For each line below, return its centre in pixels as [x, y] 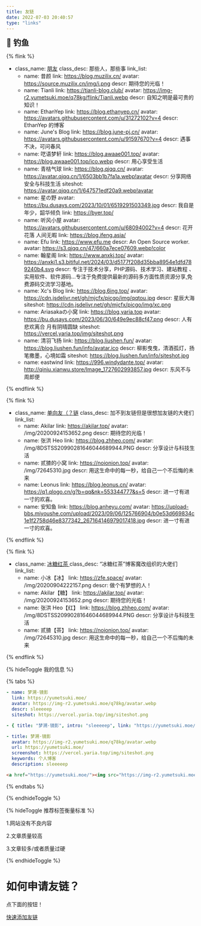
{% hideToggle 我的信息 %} [40, 670]
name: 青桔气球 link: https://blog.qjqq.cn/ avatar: [83, 169]
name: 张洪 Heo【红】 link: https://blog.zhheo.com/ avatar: [96, 608]
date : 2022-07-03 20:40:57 [40, 17]
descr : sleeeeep [32, 709]
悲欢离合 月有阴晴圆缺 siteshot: [62, 327]
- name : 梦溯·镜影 [28, 693]
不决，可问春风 [42, 147]
